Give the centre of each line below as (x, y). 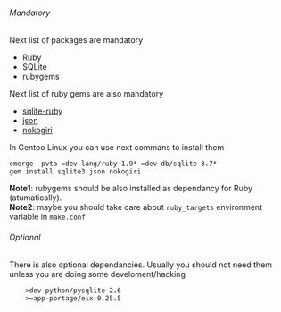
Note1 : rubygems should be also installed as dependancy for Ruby (131, 189)
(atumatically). (36, 198)
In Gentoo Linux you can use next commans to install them (117, 148)
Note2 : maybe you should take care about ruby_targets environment (136, 207)
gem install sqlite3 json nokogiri (75, 172)
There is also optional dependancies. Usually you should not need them (141, 265)
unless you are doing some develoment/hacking (97, 274)
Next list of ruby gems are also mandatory (87, 94)
